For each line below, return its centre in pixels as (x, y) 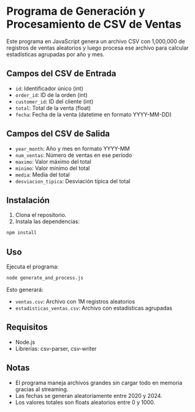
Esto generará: (25, 289)
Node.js (25, 342)
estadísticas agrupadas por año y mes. (55, 54)
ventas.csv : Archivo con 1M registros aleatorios (75, 301)
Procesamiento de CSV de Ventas (94, 24)
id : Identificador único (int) (49, 88)
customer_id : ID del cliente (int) (54, 101)
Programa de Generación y (76, 11)
